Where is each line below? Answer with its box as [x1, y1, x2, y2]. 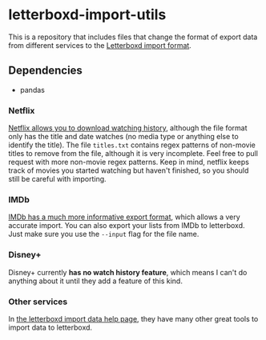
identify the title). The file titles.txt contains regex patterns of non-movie [8, 140, 256, 150]
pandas [19, 85, 46, 94]
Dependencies [8, 64, 83, 78]
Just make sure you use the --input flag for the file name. [8, 230, 199, 239]
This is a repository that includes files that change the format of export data [8, 32, 258, 42]
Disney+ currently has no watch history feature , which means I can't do [8, 267, 248, 277]
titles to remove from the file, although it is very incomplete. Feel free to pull [8, 149, 259, 158]
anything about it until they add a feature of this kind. [8, 276, 183, 286]
